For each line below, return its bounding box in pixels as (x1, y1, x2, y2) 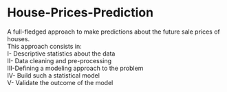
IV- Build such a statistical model (7, 71, 100, 80)
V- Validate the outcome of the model (7, 78, 113, 87)
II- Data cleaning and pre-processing (7, 56, 112, 65)
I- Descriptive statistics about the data (7, 49, 116, 58)
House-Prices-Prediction (7, 5, 153, 21)
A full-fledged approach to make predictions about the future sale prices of (7, 27, 220, 36)
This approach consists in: (7, 42, 82, 50)
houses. (7, 34, 30, 43)
